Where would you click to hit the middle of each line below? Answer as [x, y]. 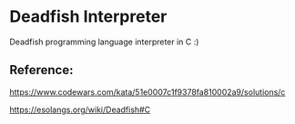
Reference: [41, 70]
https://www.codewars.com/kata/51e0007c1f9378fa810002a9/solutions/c [147, 91]
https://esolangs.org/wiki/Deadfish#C [80, 110]
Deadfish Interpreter [88, 17]
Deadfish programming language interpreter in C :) [104, 42]
